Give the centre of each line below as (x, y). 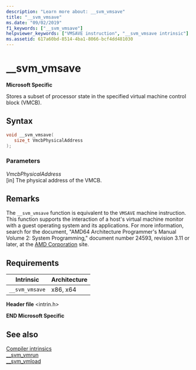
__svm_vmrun (22, 355)
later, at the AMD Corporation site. (48, 244)
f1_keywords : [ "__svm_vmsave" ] (45, 28)
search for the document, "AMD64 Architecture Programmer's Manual (91, 232)
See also (22, 334)
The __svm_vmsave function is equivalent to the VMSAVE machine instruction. (96, 213)
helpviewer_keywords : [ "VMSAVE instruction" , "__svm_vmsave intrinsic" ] (97, 34)
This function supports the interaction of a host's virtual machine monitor (95, 219)
